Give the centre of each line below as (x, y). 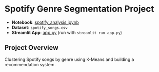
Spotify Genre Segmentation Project (79, 9)
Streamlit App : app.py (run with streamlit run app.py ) (67, 32)
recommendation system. (30, 64)
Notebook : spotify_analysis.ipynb (45, 22)
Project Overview (31, 48)
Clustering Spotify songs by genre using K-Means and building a (70, 59)
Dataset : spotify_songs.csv (40, 27)
